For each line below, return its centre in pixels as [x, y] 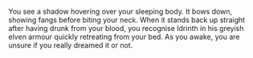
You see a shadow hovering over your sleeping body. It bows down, [120, 12]
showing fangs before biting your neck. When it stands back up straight [127, 20]
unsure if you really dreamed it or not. [71, 45]
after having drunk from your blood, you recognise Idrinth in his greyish [126, 28]
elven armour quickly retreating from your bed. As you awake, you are [124, 37]
